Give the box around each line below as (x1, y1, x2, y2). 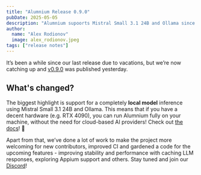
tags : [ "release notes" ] (6, 43, 69, 49)
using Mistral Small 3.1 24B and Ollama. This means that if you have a (6, 105, 178, 112)
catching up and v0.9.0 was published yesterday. (6, 65, 128, 72)
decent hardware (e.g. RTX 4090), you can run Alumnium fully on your (6, 112, 181, 119)
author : (6, 25, 26, 32)
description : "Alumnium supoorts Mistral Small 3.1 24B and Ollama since (6, 20, 196, 26)
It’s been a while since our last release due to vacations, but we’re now (6, 59, 182, 66)
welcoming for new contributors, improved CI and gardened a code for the (6, 142, 191, 150)
